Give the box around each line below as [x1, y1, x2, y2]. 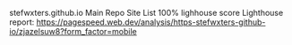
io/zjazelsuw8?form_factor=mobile [9, 26, 137, 36]
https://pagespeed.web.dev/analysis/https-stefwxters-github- [36, 17, 266, 27]
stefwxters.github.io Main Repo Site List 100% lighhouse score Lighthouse [9, 8, 284, 18]
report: [9, 17, 35, 27]
